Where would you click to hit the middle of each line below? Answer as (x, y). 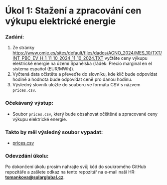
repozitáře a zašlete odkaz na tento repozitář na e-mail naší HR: (71, 172)
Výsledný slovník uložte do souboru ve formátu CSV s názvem (76, 85)
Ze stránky (23, 48)
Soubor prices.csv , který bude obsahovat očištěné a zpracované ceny (85, 114)
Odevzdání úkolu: (27, 156)
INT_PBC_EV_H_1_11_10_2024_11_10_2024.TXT (58, 58)
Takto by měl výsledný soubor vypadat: (54, 132)
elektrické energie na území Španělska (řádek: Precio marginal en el (82, 64)
